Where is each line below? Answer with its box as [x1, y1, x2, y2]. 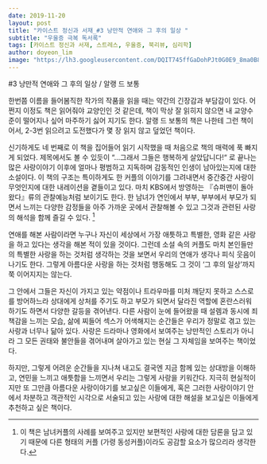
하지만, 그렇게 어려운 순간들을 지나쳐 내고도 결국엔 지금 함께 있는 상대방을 [8, 363, 235, 372]
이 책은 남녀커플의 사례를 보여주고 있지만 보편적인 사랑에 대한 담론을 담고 [19, 427, 245, 436]
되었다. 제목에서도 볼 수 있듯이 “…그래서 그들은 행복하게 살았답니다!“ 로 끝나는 [16, 152, 257, 162]
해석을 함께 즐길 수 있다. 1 [16, 211, 95, 222]
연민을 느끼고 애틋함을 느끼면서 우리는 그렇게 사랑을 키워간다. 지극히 [18, 372, 229, 382]
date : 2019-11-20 [8, 11, 66, 20]
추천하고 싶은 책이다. [8, 403, 72, 412]
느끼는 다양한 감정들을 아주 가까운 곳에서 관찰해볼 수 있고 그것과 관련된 [22, 202, 242, 212]
